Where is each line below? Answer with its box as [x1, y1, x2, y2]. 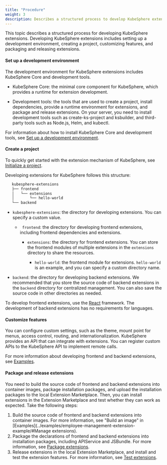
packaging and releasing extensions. [5, 46, 81, 52]
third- [145, 114, 157, 120]
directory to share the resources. [27, 250, 94, 256]
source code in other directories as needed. [12, 290, 102, 297]
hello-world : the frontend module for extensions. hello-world [34, 260, 161, 266]
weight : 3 [5, 12, 26, 17]
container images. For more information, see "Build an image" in [12, 417, 144, 423]
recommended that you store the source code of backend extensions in [12, 280, 160, 286]
